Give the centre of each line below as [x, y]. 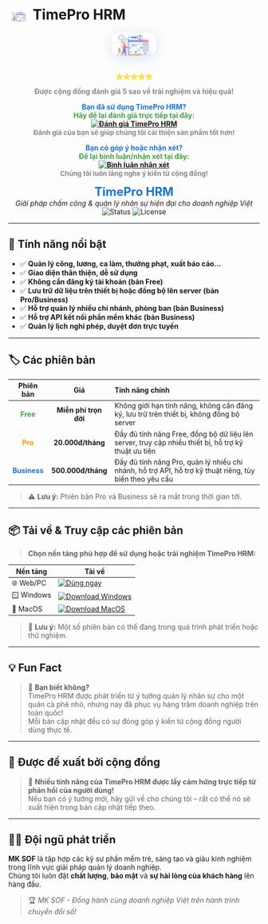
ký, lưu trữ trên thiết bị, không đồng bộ [177, 414]
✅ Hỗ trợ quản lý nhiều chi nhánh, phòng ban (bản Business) [122, 308]
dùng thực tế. [50, 730]
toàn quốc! [45, 712]
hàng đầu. [25, 884]
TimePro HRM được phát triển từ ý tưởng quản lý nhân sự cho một [136, 695]
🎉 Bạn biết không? [59, 687]
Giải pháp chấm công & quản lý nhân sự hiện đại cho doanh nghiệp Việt [134, 203]
